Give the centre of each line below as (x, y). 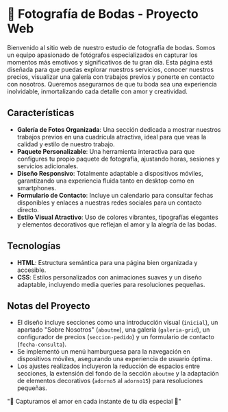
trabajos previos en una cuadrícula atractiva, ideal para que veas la (112, 137)
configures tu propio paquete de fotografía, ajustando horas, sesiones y (118, 159)
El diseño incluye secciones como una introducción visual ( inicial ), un (117, 323)
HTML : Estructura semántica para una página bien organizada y (107, 262)
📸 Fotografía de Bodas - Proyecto (103, 14)
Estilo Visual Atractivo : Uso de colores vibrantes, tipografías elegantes (118, 217)
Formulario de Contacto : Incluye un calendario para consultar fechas (115, 195)
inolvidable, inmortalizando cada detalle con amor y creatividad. (98, 91)
